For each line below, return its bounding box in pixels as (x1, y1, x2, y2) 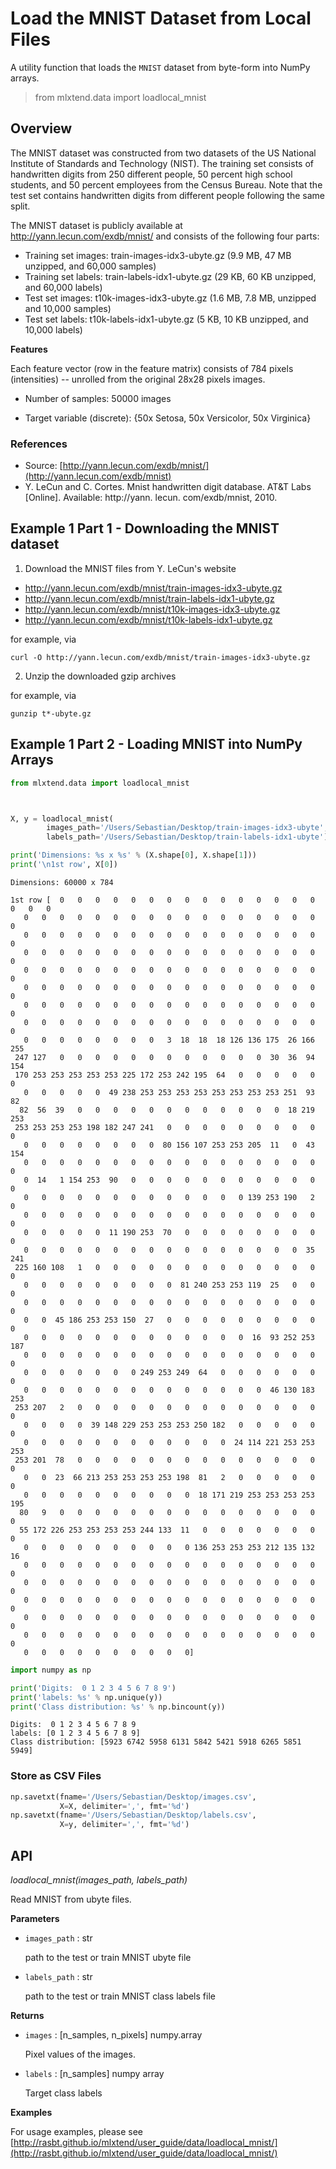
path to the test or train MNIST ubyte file (24, 1952, 192, 1964)
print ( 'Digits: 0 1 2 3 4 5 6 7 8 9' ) (10, 1683, 177, 1693)
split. (10, 200, 31, 212)
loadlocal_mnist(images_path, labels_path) (10, 1874, 188, 1886)
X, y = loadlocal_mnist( (10, 813, 114, 824)
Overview (10, 120, 73, 137)
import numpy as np (10, 1665, 92, 1675)
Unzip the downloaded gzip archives (24, 670, 177, 682)
